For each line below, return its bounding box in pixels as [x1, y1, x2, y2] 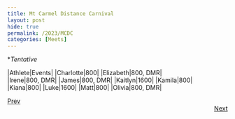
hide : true [7, 23, 39, 30]
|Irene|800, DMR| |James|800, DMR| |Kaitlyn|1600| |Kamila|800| [7, 76, 193, 84]
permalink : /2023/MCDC [7, 29, 73, 37]
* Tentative [7, 55, 38, 63]
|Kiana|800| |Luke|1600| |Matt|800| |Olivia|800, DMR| [7, 84, 162, 92]
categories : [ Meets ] [7, 36, 68, 43]
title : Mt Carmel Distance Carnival [7, 10, 114, 17]
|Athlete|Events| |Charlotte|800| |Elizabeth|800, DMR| [7, 69, 162, 77]
